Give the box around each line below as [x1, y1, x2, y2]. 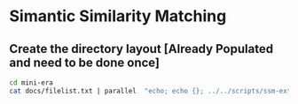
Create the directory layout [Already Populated [9, 41, 273, 56]
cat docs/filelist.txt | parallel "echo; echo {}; [9, 86, 204, 95]
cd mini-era [9, 78, 53, 87]
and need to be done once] [9, 55, 160, 70]
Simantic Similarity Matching [9, 6, 227, 26]
